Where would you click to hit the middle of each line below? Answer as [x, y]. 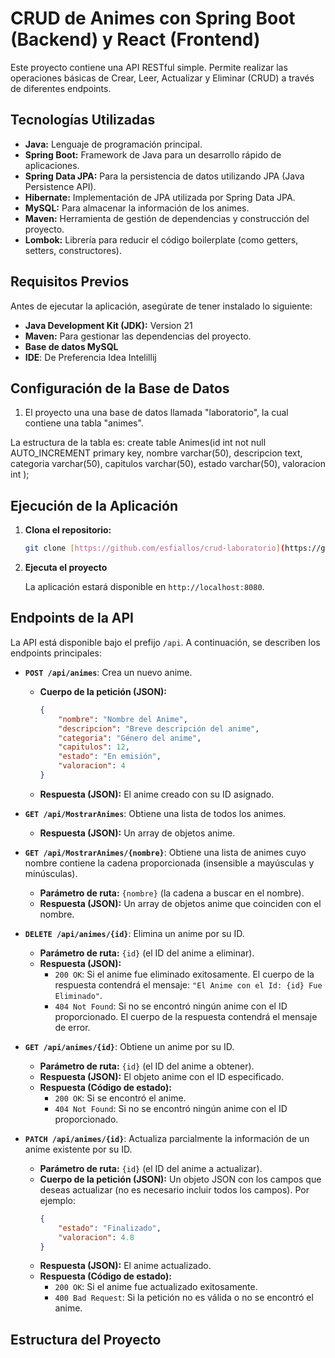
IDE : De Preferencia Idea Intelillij [90, 357]
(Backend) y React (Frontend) [135, 39]
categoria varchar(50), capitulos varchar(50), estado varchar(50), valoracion [168, 464]
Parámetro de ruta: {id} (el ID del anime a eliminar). [147, 953]
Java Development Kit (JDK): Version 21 [108, 325]
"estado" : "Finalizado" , [110, 1228]
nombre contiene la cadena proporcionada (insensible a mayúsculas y [169, 863]
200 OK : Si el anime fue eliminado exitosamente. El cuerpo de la [184, 974]
